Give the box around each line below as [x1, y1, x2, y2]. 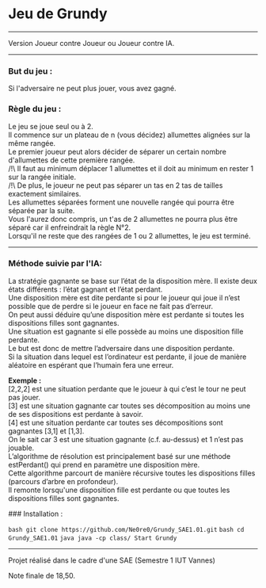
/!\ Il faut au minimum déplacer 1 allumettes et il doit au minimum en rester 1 [8, 163, 254, 173]
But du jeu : [8, 65, 53, 76]
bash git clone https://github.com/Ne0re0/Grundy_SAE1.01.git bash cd [8, 525, 245, 533]
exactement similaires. [8, 189, 82, 198]
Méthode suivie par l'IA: [8, 258, 103, 269]
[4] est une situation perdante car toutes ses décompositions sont [8, 418, 223, 427]
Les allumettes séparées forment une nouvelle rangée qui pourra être [8, 197, 235, 207]
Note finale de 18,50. [8, 571, 76, 580]
